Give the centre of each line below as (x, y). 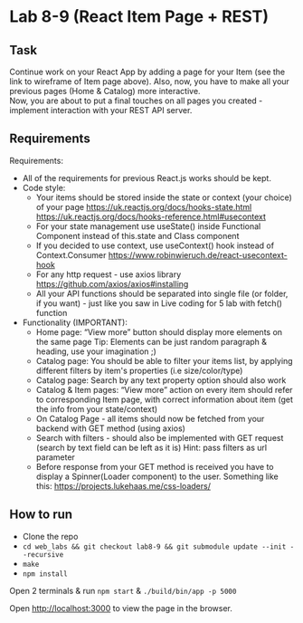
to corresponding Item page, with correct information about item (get (165, 399)
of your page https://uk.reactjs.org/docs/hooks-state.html (144, 206)
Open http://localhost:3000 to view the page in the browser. (121, 608)
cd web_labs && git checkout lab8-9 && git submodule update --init (154, 546)
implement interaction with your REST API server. (101, 110)
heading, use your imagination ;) (96, 351)
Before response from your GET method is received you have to (155, 466)
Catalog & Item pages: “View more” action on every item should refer (164, 389)
